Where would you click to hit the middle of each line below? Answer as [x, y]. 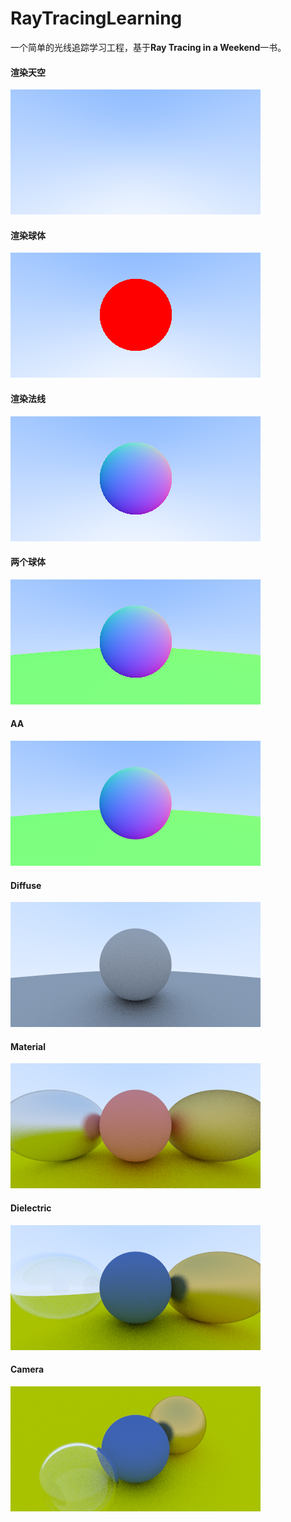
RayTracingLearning [96, 18]
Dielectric [31, 1208]
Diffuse [26, 885]
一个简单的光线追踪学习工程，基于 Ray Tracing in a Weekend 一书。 [148, 47]
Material [28, 1046]
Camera [27, 1369]
